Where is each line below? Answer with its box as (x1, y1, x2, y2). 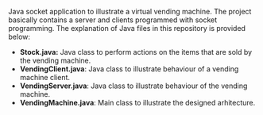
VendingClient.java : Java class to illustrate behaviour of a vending (19, 64, 239, 74)
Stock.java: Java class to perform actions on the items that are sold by (19, 48, 253, 56)
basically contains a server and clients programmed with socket (8, 15, 218, 25)
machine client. (19, 73, 70, 82)
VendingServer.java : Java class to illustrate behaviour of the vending (19, 81, 248, 90)
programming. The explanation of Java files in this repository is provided (8, 24, 246, 33)
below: (8, 32, 30, 41)
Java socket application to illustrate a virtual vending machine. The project (8, 7, 252, 16)
